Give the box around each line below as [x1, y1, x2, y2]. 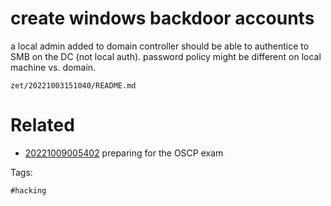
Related [10, 114, 75, 137]
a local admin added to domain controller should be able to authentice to [10, 40, 310, 52]
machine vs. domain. [10, 61, 97, 73]
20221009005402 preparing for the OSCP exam [24, 147, 224, 159]
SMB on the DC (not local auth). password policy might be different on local [10, 50, 322, 62]
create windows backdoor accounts [10, 7, 315, 30]
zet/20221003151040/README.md [10, 80, 137, 91]
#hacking [10, 185, 47, 196]
